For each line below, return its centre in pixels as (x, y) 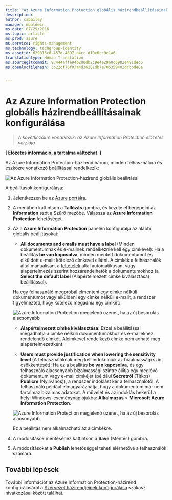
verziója (26, 143)
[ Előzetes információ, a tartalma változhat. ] (53, 153)
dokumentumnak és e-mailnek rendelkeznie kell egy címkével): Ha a (92, 249)
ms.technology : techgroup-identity (43, 48)
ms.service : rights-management (39, 44)
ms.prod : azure (21, 39)
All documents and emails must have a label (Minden (77, 244)
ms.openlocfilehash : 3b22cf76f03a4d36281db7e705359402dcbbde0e (74, 67)
